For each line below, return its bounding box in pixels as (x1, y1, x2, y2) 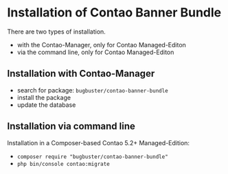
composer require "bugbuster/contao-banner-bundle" (16, 153, 168, 160)
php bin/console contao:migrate (16, 160, 110, 167)
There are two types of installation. (7, 27, 106, 36)
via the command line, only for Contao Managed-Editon (16, 48, 174, 56)
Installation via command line (7, 121, 136, 132)
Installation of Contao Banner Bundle (7, 5, 222, 21)
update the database (16, 101, 76, 109)
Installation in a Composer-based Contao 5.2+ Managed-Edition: (7, 138, 190, 147)
